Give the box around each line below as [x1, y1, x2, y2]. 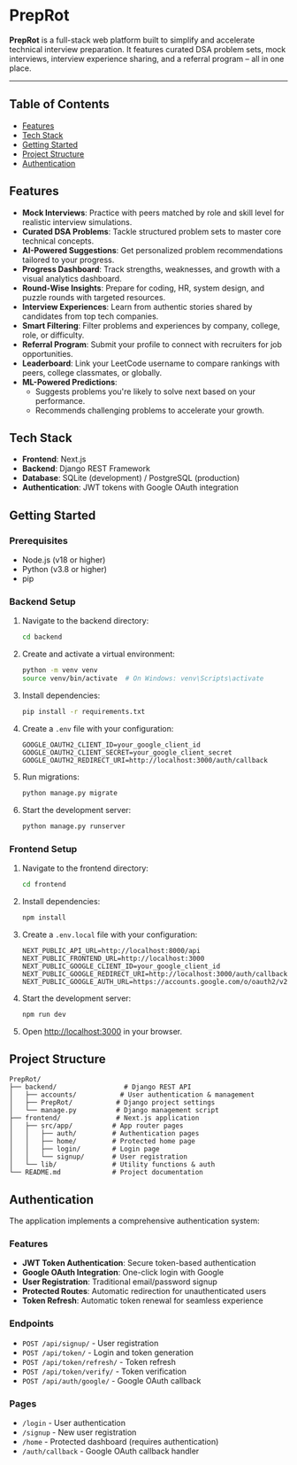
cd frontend [21, 880, 66, 888]
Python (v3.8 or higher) [21, 564, 108, 575]
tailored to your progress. [21, 254, 115, 265]
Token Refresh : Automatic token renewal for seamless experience [21, 1295, 263, 1306]
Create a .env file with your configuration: [21, 723, 174, 733]
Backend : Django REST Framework [21, 463, 150, 474]
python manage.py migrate [21, 788, 118, 797]
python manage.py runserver [21, 821, 126, 831]
